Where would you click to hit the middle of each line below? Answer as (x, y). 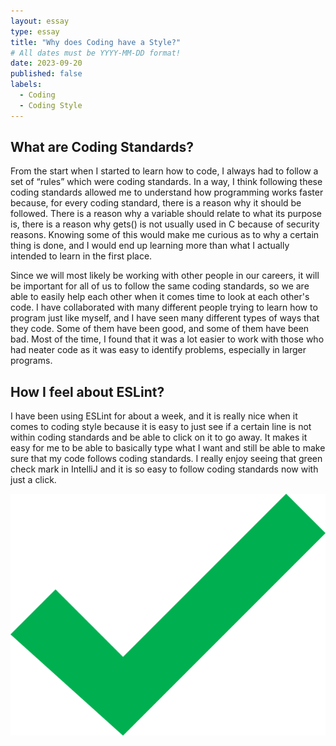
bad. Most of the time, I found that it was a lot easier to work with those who (167, 339)
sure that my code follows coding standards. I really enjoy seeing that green (166, 459)
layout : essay (40, 21)
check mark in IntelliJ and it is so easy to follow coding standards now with (164, 469)
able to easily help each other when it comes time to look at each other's (160, 297)
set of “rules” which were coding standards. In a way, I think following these (166, 182)
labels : (26, 85)
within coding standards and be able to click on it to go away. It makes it (159, 437)
